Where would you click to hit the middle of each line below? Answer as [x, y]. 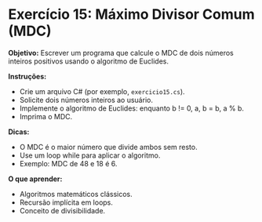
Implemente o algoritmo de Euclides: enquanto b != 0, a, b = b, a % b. [132, 108]
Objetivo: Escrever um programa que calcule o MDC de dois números [121, 53]
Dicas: [19, 132]
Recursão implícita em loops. [66, 202]
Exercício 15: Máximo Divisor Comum [131, 15]
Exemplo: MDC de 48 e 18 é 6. [68, 163]
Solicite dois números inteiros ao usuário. [86, 100]
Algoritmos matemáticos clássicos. [76, 194]
